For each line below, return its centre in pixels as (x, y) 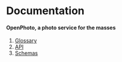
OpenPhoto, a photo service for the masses (61, 27)
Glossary (26, 41)
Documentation (46, 11)
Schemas (26, 53)
